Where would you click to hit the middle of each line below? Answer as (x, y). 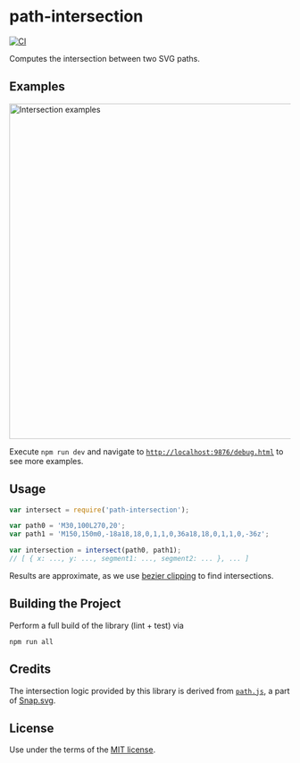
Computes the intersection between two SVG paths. (105, 58)
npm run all (31, 641)
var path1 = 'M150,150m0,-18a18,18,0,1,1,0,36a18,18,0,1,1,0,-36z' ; (139, 534)
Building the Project (65, 604)
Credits (30, 670)
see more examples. (46, 461)
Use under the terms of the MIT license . (83, 750)
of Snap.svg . (33, 700)
